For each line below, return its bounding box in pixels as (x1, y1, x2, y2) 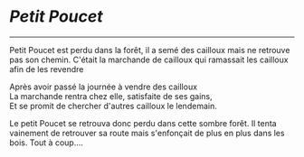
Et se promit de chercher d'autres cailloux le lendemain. (9, 100, 217, 111)
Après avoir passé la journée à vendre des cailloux (9, 81, 197, 92)
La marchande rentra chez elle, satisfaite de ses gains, (9, 90, 213, 101)
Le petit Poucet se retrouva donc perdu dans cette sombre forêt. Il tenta (9, 117, 278, 128)
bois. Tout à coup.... (9, 137, 84, 148)
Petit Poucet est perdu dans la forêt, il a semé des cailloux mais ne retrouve (9, 44, 290, 55)
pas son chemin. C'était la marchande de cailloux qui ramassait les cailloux (9, 54, 289, 65)
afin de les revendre (9, 63, 84, 74)
